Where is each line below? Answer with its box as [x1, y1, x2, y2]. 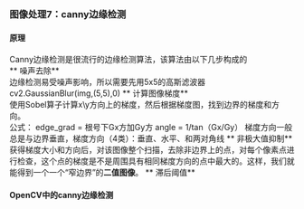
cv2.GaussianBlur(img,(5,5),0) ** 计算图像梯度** [9, 88, 188, 99]
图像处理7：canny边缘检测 [9, 7, 127, 20]
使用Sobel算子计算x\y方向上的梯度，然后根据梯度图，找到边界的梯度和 [9, 100, 272, 110]
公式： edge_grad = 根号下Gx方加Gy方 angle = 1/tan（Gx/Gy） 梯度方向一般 [9, 122, 292, 133]
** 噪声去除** [9, 65, 60, 76]
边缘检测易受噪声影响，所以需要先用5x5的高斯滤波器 [9, 77, 206, 88]
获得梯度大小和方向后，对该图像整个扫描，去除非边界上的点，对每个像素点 [9, 145, 287, 156]
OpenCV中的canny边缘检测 [9, 189, 114, 200]
